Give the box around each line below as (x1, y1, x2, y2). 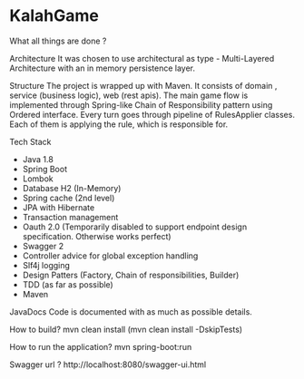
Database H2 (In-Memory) (22, 182, 122, 193)
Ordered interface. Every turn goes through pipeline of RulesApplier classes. (9, 109, 295, 120)
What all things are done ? (9, 35, 107, 46)
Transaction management (22, 211, 119, 222)
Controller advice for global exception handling (22, 250, 199, 261)
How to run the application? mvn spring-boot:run (9, 341, 192, 352)
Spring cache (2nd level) (22, 192, 115, 203)
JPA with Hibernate (22, 201, 95, 213)
